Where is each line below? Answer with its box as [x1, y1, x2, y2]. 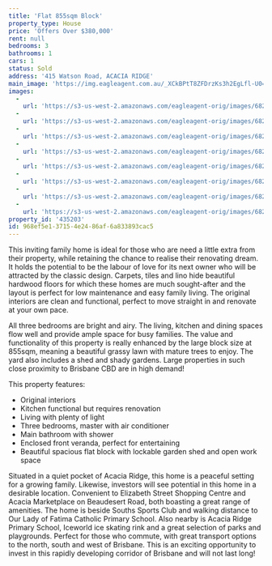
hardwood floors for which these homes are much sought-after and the [8, 279, 246, 289]
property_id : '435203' [8, 215, 85, 223]
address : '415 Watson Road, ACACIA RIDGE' [8, 72, 154, 80]
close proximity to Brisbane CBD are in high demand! [8, 364, 185, 373]
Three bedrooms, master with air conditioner [19, 421, 170, 431]
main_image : [8, 79, 49, 87]
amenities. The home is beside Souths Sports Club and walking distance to [8, 505, 258, 515]
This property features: [8, 380, 86, 389]
